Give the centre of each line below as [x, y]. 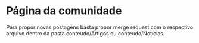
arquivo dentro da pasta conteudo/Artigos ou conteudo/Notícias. [85, 33]
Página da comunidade [64, 11]
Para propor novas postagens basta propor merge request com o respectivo [100, 27]
